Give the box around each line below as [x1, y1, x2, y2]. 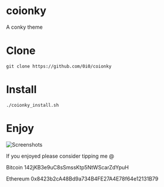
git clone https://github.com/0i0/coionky [6, 63, 112, 69]
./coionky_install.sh [6, 102, 59, 108]
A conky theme [6, 23, 43, 30]
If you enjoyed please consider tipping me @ [6, 152, 115, 159]
